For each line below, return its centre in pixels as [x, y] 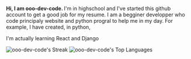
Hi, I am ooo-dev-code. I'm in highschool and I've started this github [88, 8]
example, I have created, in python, [48, 27]
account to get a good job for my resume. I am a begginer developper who [95, 15]
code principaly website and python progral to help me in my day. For [90, 21]
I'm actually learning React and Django [53, 38]
